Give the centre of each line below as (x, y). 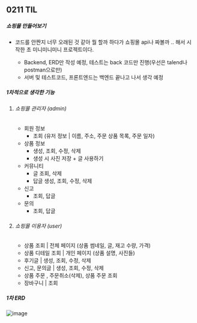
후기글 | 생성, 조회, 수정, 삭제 (57, 261)
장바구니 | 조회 (41, 283)
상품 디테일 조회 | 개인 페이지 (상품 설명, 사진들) (79, 253)
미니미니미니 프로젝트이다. (63, 50)
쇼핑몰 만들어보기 (26, 26)
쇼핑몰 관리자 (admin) (41, 109)
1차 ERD (16, 298)
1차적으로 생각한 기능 (31, 92)
